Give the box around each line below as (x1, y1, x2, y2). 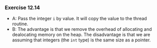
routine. (12, 21, 28, 27)
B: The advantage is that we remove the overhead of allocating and (12, 26, 152, 32)
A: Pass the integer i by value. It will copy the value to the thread (12, 16, 147, 22)
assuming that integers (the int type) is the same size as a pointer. (12, 37, 151, 43)
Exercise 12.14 (5, 4, 40, 11)
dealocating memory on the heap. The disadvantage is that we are (12, 32, 150, 38)
